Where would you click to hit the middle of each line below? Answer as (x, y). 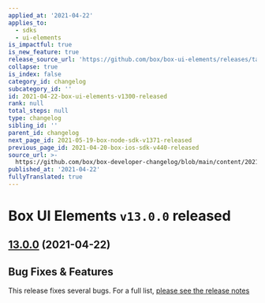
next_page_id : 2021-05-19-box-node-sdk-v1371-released (100, 140)
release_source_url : (42, 60)
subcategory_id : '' (40, 89)
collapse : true (33, 67)
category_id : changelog (47, 81)
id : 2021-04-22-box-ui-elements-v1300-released (88, 96)
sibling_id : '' (33, 125)
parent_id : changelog (44, 133)
